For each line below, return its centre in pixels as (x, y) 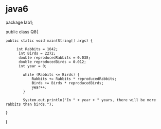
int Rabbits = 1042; (37, 49)
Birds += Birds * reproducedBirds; (68, 83)
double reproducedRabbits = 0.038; (54, 57)
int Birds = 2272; (37, 53)
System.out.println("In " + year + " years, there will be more (89, 100)
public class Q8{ (22, 32)
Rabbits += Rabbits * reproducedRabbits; (74, 79)
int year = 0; (33, 66)
